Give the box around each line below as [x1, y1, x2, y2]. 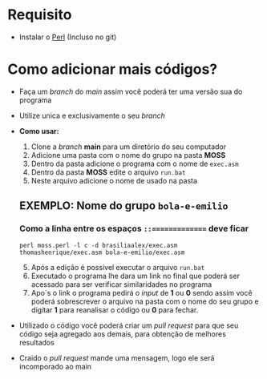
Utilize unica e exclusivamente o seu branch [18, 111, 165, 120]
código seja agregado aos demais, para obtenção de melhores [18, 329, 226, 338]
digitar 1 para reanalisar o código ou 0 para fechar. [30, 304, 199, 314]
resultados [18, 337, 55, 347]
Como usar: [18, 126, 59, 135]
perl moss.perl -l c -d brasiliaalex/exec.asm [18, 241, 178, 249]
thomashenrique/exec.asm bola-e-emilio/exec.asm [18, 248, 185, 256]
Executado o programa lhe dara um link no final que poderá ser [30, 271, 240, 280]
